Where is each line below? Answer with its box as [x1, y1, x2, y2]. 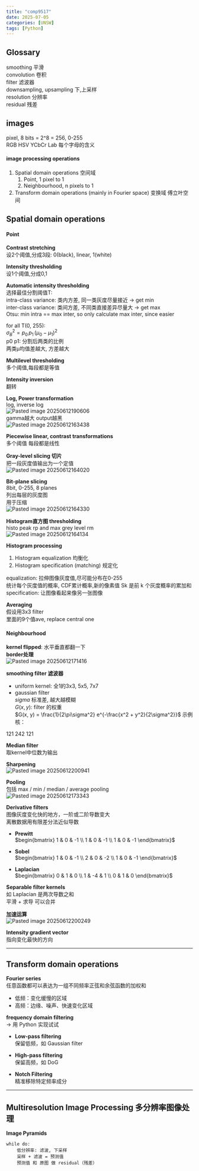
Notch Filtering [14, 1071, 53, 1078]
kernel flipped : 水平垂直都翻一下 [6, 644, 86, 651]
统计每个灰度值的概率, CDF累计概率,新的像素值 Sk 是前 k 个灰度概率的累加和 [6, 582, 192, 589]
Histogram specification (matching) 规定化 [14, 562, 118, 569]
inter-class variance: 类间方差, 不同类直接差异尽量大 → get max [6, 303, 161, 311]
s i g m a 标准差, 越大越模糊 [14, 696, 76, 704]
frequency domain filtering [6, 1014, 74, 1021]
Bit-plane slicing [6, 478, 47, 485]
